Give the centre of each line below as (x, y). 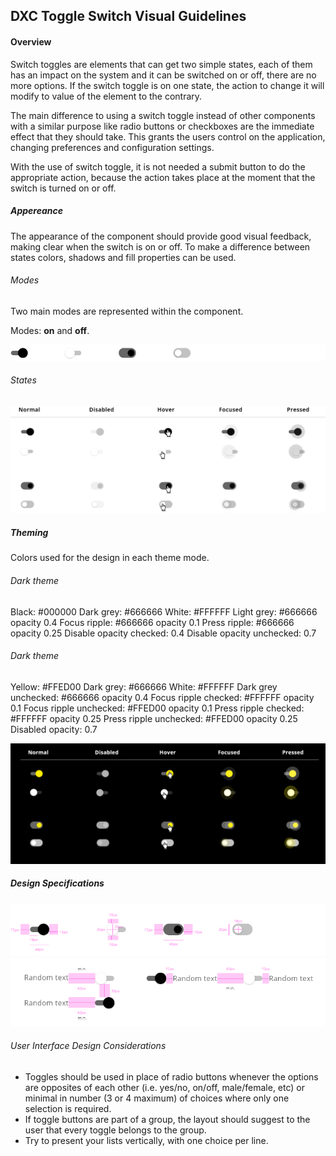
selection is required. (68, 1108)
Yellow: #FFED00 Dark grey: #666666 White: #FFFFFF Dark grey (144, 686)
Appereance (37, 211)
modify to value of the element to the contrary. (106, 96)
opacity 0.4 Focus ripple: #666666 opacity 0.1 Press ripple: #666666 (152, 622)
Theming (29, 533)
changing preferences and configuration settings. (112, 147)
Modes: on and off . (50, 330)
